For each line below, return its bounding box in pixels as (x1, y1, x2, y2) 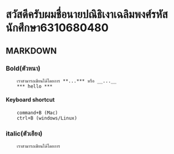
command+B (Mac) (17, 110, 59, 116)
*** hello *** (17, 83, 53, 90)
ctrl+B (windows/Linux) (17, 115, 78, 121)
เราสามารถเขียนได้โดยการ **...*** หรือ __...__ (17, 78, 117, 84)
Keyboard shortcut (6, 96, 55, 104)
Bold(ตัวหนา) (6, 64, 41, 72)
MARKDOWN (6, 45, 57, 56)
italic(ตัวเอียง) (6, 129, 43, 137)
